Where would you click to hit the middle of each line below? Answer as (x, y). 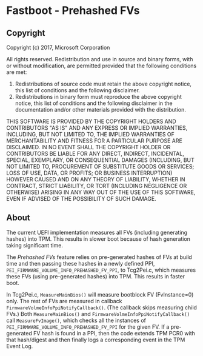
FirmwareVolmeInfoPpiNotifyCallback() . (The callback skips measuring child (101, 307)
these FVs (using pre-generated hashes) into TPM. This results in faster (96, 276)
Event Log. (20, 346)
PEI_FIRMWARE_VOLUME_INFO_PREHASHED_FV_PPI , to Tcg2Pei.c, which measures (101, 270)
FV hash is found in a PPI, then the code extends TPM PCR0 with (114, 333)
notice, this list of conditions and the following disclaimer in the (94, 103)
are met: (17, 72)
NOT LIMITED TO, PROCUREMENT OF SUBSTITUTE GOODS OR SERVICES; (100, 166)
